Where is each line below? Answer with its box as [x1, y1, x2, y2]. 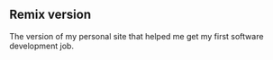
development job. [9, 40, 75, 51]
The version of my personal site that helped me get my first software [9, 30, 264, 41]
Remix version [9, 7, 92, 22]
